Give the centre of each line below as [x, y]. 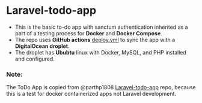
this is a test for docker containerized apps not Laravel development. [91, 94]
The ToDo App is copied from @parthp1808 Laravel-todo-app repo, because [101, 87]
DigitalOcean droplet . [42, 46]
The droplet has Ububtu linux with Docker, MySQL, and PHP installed [100, 52]
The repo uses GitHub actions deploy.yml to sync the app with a [95, 40]
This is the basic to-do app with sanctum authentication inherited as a [101, 27]
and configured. [35, 59]
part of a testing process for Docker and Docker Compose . [88, 33]
